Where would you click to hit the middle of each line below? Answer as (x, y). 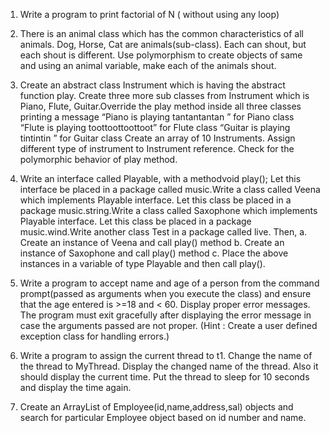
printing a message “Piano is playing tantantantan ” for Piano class (157, 117)
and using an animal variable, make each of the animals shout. (148, 65)
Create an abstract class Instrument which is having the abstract (152, 85)
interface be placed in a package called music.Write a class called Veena (170, 189)
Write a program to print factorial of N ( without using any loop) (149, 14)
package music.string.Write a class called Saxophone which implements (168, 210)
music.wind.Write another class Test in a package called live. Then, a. (163, 232)
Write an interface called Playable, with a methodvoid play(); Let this (160, 178)
